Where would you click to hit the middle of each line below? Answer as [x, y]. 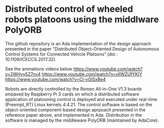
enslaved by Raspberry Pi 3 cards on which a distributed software [72, 94]
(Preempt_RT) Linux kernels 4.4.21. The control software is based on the [79, 104]
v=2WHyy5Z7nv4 [23, 74]
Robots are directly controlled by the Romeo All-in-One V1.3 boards [74, 89]
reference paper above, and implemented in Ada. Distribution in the [74, 115]
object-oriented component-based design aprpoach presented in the [75, 110]
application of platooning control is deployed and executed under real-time [81, 99]
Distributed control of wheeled [69, 9]
